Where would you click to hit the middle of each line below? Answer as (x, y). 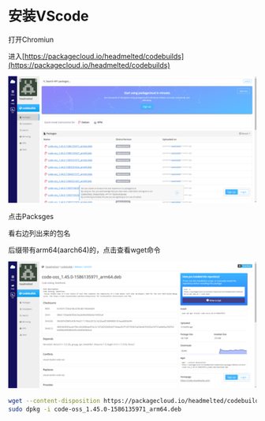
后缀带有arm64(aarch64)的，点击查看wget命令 (84, 250)
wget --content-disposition (54, 401)
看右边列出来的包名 (39, 233)
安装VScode (49, 16)
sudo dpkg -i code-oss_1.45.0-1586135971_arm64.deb (95, 409)
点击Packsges (31, 216)
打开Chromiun (31, 39)
